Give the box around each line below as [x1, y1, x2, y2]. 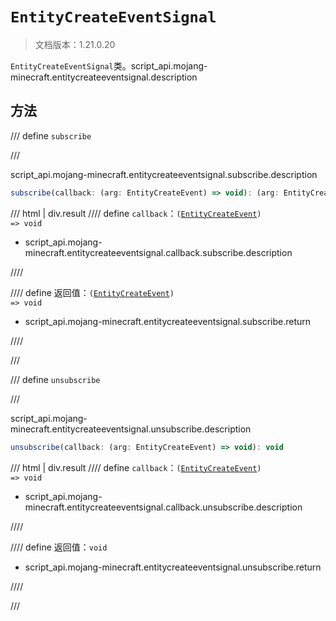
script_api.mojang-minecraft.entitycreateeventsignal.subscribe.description [10, 168, 318, 180]
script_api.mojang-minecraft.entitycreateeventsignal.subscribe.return [24, 315, 312, 327]
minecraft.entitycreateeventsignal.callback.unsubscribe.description [24, 501, 303, 513]
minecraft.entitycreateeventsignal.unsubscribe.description [10, 423, 252, 435]
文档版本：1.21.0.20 [34, 38, 116, 50]
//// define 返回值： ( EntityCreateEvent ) [10, 286, 175, 298]
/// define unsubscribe [10, 373, 101, 385]
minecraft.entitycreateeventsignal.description [10, 71, 198, 83]
